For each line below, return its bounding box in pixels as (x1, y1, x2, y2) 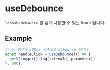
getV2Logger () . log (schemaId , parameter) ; (9, 56, 96, 61)
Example (5, 34, 32, 43)
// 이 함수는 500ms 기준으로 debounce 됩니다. (5, 47, 91, 52)
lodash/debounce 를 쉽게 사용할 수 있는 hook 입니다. (5, 20, 106, 25)
